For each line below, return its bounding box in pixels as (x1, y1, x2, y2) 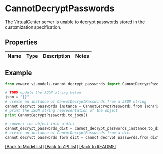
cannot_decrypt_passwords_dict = (5, 126, 73, 131)
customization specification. (5, 24, 62, 30)
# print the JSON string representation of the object (5, 108, 118, 113)
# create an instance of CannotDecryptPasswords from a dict (5, 130, 131, 136)
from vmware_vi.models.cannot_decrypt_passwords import (5, 81, 120, 86)
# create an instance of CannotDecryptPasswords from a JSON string (5, 99, 147, 104)
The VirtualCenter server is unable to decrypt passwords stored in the (5, 19, 145, 25)
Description (43, 52, 70, 59)
